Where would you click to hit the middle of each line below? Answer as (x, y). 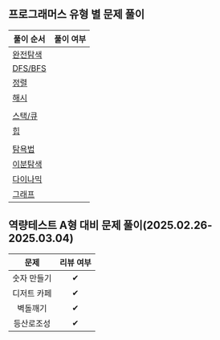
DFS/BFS (29, 68)
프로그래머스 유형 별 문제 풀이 (77, 14)
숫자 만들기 (32, 278)
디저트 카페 (32, 293)
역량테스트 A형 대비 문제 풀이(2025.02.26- (110, 225)
